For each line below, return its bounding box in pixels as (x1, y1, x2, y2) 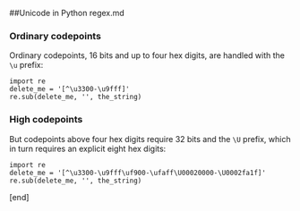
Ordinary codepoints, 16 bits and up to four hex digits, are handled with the (9, 50, 285, 61)
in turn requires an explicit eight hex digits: (9, 143, 167, 154)
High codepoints (9, 114, 83, 126)
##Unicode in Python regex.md (9, 8, 125, 18)
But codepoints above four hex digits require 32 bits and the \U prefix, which (9, 133, 291, 144)
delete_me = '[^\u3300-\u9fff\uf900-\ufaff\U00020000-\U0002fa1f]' (9, 168, 267, 177)
